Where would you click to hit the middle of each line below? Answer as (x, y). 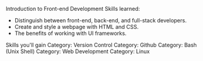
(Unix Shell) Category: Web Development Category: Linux (78, 51)
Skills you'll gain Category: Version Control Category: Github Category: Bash (101, 45)
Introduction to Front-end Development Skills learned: (73, 9)
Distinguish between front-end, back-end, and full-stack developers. (100, 20)
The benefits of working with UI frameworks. (71, 33)
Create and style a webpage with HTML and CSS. (77, 27)
